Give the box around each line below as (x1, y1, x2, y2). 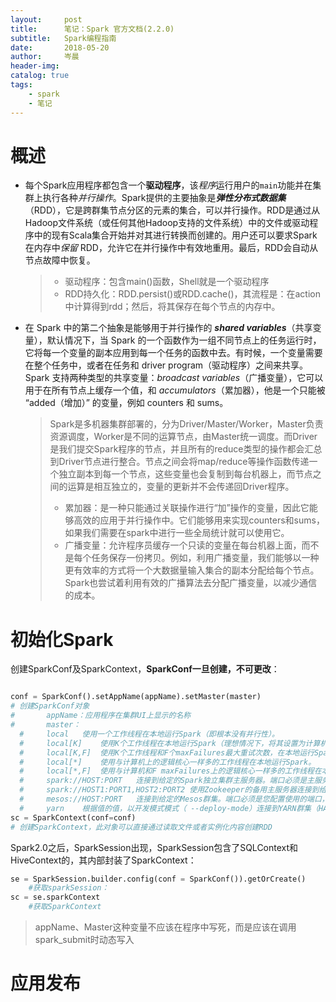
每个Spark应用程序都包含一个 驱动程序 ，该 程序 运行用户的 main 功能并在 (24, 179, 313, 191)
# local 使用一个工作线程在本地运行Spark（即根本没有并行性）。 (19, 729, 280, 739)
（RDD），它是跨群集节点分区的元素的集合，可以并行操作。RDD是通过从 (24, 204, 321, 216)
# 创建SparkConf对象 (10, 701, 90, 711)
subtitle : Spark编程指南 (10, 33, 117, 43)
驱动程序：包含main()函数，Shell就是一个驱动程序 (64, 276, 270, 288)
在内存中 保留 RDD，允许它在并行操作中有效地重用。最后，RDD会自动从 (24, 242, 319, 254)
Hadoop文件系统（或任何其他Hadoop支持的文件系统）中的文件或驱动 (24, 217, 310, 229)
